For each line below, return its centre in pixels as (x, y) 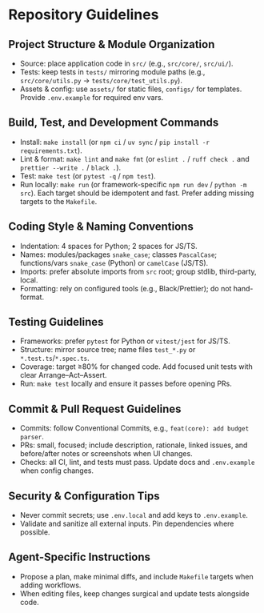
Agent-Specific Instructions (79, 557)
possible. (35, 532)
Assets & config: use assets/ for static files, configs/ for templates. (131, 89)
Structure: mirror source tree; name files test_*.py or (108, 350)
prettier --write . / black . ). (70, 167)
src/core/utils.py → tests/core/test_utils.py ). (101, 80)
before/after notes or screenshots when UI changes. (106, 454)
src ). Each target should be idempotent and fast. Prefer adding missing (137, 193)
